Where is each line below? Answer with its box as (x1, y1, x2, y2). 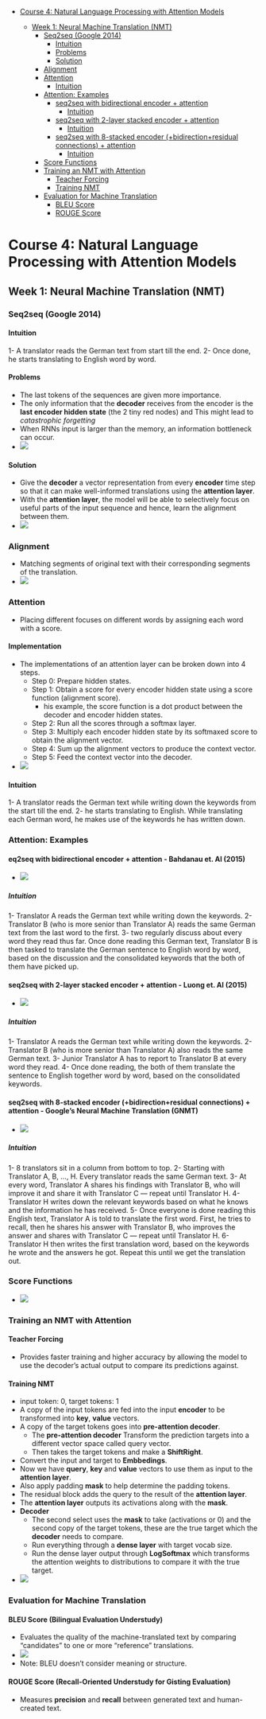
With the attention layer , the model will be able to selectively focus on (19, 495, 250, 505)
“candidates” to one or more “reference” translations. (19, 1641, 195, 1651)
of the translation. (19, 567, 78, 577)
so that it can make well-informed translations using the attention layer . (19, 486, 256, 496)
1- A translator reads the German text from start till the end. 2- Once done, (8, 345, 252, 355)
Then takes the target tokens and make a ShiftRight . (31, 1448, 204, 1457)
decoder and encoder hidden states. (43, 710, 163, 719)
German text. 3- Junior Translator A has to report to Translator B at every (8, 1054, 247, 1063)
